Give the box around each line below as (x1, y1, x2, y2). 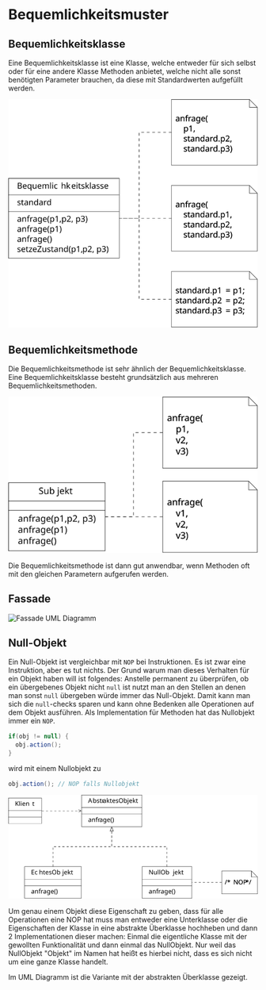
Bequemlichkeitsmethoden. (8, 381, 97, 390)
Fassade (8, 593, 51, 606)
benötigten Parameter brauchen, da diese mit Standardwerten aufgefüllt (8, 75, 243, 84)
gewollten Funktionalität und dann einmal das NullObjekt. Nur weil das (8, 940, 236, 950)
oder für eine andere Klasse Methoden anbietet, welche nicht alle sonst (8, 67, 241, 76)
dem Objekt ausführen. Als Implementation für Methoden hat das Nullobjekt (8, 708, 255, 717)
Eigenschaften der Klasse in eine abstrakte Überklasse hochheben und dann (8, 923, 258, 933)
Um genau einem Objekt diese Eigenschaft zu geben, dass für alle (8, 907, 224, 916)
